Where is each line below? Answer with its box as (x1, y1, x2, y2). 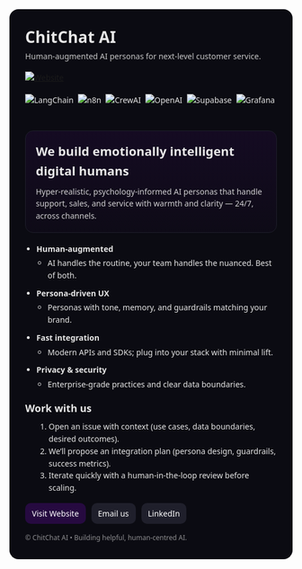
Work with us (25, 400, 93, 415)
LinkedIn (147, 507, 181, 520)
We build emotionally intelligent (35, 142, 235, 160)
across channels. (35, 210, 97, 222)
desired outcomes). (48, 433, 120, 445)
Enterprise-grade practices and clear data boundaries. (48, 378, 246, 390)
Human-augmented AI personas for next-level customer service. (25, 50, 262, 62)
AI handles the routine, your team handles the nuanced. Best (48, 257, 272, 269)
